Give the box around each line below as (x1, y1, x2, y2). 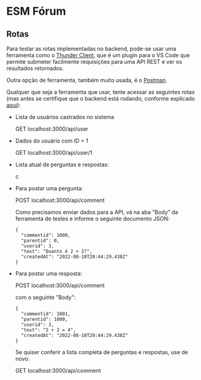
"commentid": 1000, (21, 232, 70, 238)
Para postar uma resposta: (15, 270, 83, 277)
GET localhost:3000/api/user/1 (15, 149, 93, 156)
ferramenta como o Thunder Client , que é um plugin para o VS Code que (6, 52, 190, 59)
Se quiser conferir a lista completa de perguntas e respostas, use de (15, 349, 188, 355)
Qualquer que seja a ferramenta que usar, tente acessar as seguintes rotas (6, 88, 195, 96)
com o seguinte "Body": (15, 293, 76, 301)
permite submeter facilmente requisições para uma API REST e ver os (6, 58, 183, 65)
